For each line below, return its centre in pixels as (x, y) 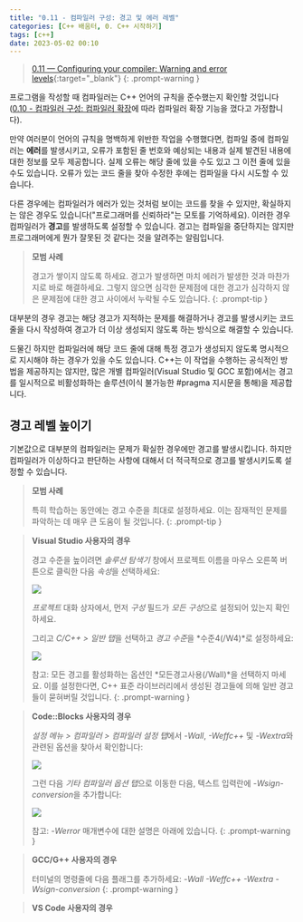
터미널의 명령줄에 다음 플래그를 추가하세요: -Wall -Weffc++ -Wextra (152, 879)
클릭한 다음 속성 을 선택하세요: (108, 571)
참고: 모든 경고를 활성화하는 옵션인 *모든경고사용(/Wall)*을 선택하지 (150, 675)
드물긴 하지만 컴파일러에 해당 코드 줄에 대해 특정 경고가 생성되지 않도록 (133, 349)
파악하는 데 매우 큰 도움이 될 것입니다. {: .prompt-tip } (127, 521)
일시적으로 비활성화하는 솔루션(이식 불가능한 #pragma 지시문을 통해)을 (143, 383)
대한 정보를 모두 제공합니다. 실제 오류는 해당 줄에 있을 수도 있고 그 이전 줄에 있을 (150, 162)
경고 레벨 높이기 (51, 426)
